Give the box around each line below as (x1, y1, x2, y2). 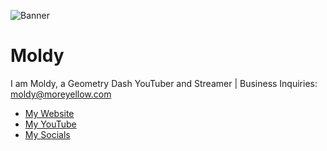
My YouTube (24, 118, 77, 130)
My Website (24, 107, 75, 119)
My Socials (24, 128, 71, 140)
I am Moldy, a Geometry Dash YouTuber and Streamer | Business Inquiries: (10, 77, 318, 89)
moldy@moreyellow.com (10, 88, 112, 100)
